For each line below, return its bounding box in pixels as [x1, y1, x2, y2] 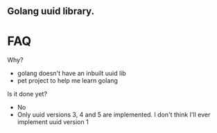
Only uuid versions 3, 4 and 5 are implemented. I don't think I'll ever [17, 110, 211, 119]
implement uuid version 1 [17, 118, 89, 126]
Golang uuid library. [7, 6, 95, 17]
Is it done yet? [7, 90, 47, 99]
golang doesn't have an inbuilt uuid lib [17, 69, 126, 78]
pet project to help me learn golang [17, 76, 118, 85]
